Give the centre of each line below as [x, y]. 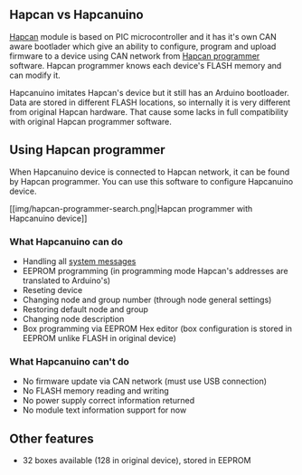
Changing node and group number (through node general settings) [147, 299]
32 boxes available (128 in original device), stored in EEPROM [137, 461]
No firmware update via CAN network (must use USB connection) [145, 381]
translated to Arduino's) [66, 280]
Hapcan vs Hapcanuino [76, 15]
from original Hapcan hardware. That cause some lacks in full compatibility [149, 111]
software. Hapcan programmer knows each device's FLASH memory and [146, 65]
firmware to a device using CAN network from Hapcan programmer [135, 56]
